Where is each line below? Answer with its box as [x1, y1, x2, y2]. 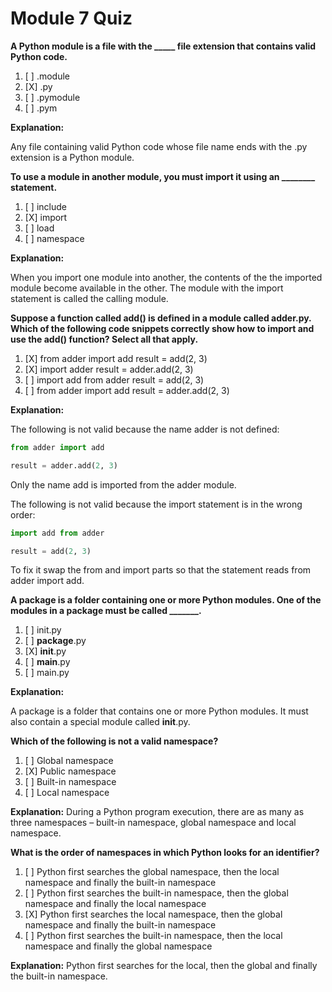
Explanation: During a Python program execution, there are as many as [10, 806, 305, 818]
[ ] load [24, 222, 55, 234]
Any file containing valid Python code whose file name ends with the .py [10, 140, 308, 152]
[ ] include [24, 200, 67, 212]
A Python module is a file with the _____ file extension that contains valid [10, 40, 317, 52]
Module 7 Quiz [10, 7, 133, 30]
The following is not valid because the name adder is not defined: [10, 423, 280, 435]
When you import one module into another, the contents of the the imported [10, 271, 323, 283]
